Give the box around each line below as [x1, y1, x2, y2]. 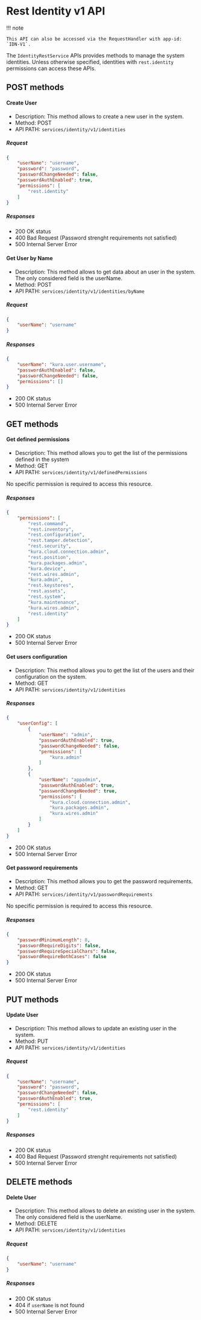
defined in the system [14, 456, 69, 463]
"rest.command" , [28, 520, 69, 527]
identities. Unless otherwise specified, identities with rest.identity [6, 58, 174, 65]
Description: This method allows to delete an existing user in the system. [14, 1207, 196, 1214]
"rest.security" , [28, 543, 71, 549]
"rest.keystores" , [28, 583, 74, 589]
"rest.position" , [28, 554, 71, 560]
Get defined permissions [6, 436, 70, 443]
